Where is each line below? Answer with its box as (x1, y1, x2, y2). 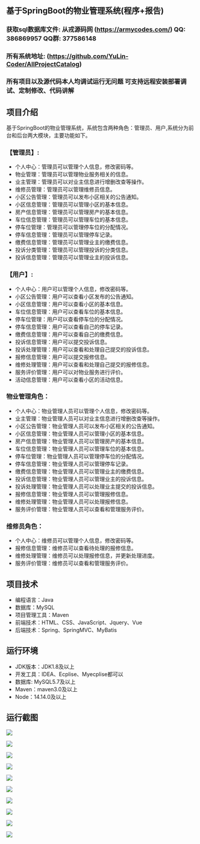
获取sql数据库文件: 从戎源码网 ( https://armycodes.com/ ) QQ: (6, 25, 186, 34)
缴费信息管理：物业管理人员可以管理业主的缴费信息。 (14, 468, 148, 475)
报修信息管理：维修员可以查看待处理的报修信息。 (14, 544, 137, 552)
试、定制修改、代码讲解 (6, 86, 74, 95)
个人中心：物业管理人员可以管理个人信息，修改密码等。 (14, 407, 152, 414)
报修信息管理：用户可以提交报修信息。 (14, 353, 110, 361)
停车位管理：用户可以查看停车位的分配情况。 (14, 315, 127, 323)
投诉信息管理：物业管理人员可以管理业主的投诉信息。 (14, 475, 148, 482)
